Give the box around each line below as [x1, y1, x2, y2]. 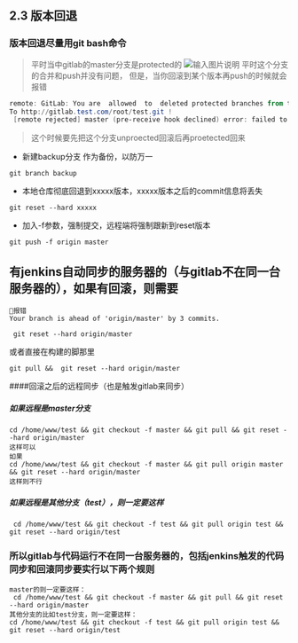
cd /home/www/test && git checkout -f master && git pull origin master [9, 460, 284, 469]
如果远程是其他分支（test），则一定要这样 [9, 497, 164, 507]
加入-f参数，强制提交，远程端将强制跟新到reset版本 [21, 220, 211, 231]
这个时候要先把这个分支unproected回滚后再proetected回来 [30, 132, 246, 144]
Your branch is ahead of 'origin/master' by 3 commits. [9, 314, 220, 324]
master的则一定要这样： [9, 585, 87, 594]
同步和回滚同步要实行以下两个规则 [9, 562, 155, 575]
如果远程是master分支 [9, 403, 91, 413]
